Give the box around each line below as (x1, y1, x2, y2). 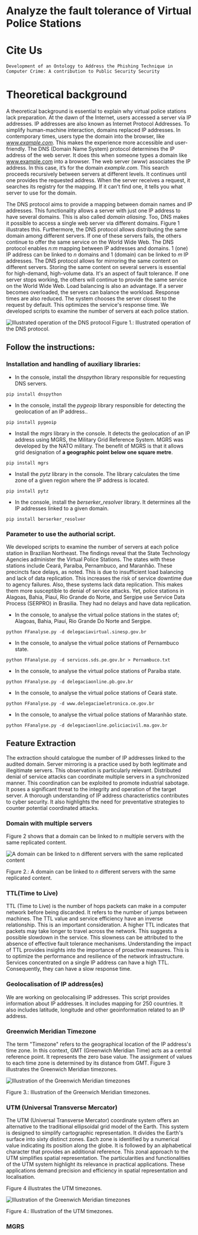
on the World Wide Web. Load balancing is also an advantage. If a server (6, 283, 184, 290)
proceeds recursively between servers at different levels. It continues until (6, 170, 187, 178)
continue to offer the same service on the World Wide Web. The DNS (6, 238, 174, 246)
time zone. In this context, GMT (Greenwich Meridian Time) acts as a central (6, 1047, 192, 1054)
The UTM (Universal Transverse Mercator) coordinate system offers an (6, 1117, 179, 1124)
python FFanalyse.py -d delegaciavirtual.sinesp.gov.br (6, 629, 147, 635)
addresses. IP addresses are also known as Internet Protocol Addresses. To (6, 120, 190, 128)
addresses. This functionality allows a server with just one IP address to (6, 207, 181, 214)
